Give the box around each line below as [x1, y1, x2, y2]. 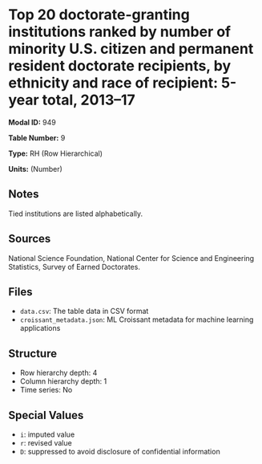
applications [19, 324, 61, 333]
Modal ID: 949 [8, 117, 56, 127]
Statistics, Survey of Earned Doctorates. [8, 262, 140, 271]
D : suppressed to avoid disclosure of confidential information [19, 447, 220, 456]
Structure [8, 347, 58, 360]
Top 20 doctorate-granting [8, 6, 190, 24]
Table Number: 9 [8, 132, 66, 142]
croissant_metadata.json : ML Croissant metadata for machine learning [19, 315, 254, 324]
